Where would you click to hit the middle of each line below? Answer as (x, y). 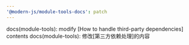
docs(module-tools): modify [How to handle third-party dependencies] (95, 29)
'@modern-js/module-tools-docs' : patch (57, 12)
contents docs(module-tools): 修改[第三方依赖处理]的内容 (78, 36)
